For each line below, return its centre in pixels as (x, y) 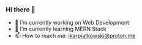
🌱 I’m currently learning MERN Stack (60, 29)
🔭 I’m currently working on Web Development (72, 23)
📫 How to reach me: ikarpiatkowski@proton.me (75, 36)
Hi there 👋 (21, 10)
